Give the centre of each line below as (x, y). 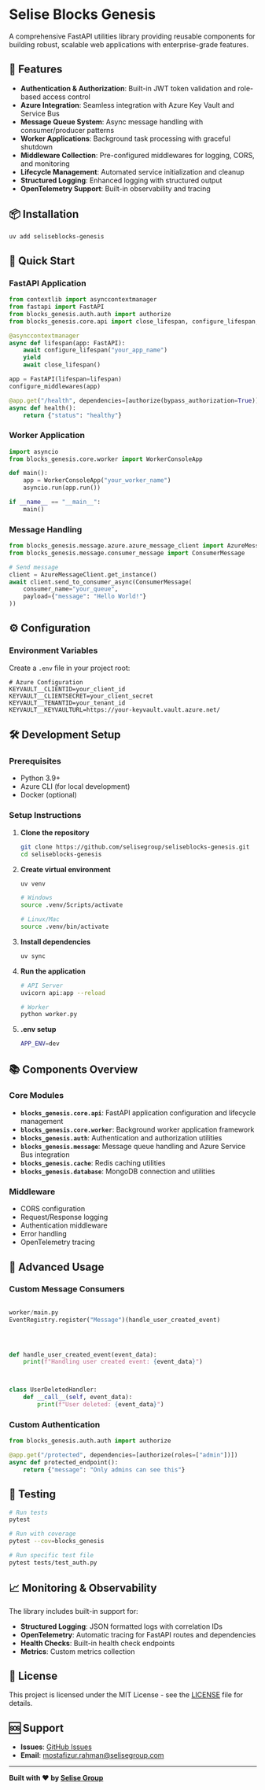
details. (21, 1703)
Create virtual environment (65, 869)
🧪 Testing (33, 1495)
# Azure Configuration (46, 682)
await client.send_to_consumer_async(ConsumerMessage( (101, 582)
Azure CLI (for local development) (75, 786)
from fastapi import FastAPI (57, 307)
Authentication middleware (64, 1225)
